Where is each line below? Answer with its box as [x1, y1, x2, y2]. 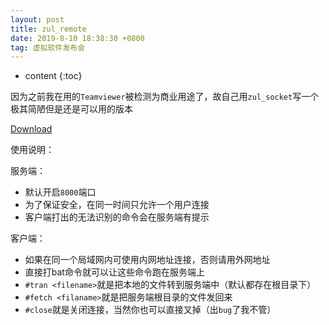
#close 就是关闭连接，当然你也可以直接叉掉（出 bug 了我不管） [24, 304, 277, 316]
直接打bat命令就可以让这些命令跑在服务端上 [24, 266, 205, 278]
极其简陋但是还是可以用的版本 [10, 103, 133, 115]
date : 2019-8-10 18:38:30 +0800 [10, 33, 145, 43]
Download [10, 123, 53, 135]
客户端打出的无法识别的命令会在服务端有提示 [24, 211, 210, 223]
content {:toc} [24, 70, 83, 82]
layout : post [10, 14, 65, 25]
